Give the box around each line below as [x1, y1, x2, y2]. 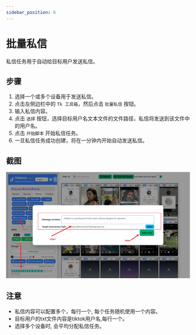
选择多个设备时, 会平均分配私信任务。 [14, 322, 105, 329]
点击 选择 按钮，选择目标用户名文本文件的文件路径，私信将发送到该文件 [14, 115, 185, 122]
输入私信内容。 [14, 108, 51, 115]
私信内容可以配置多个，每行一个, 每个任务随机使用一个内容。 [14, 307, 161, 315]
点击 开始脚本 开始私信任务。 [14, 129, 82, 137]
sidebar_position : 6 [6, 9, 57, 15]
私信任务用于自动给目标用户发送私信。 [6, 57, 98, 64]
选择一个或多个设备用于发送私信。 [14, 93, 97, 100]
